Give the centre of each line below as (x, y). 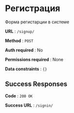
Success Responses (36, 84)
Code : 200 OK (19, 96)
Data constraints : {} (26, 69)
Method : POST (19, 40)
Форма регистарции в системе (37, 22)
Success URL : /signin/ (29, 105)
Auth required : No (24, 50)
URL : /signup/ (20, 31)
